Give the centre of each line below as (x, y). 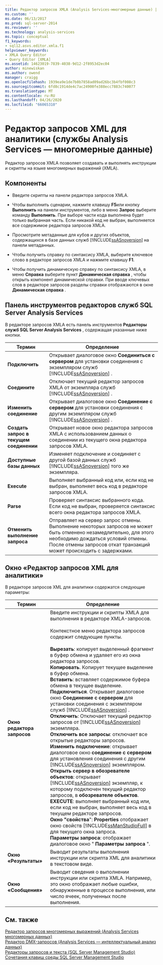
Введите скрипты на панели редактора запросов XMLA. (70, 195)
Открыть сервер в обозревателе (90, 771)
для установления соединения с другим (98, 759)
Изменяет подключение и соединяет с (95, 454)
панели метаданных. (33, 245)
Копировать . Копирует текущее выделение (102, 667)
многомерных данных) (29, 937)
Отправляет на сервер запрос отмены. (95, 520)
